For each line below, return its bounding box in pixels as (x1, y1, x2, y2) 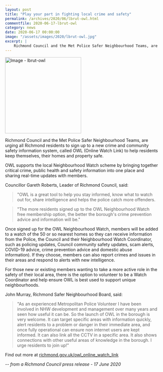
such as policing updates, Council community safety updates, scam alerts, (5, 241, 155, 247)
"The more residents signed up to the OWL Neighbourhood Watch (17, 206, 150, 212)
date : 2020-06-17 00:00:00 (5, 30, 60, 35)
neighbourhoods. (5, 282, 40, 288)
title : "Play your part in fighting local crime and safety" (5, 12, 132, 17)
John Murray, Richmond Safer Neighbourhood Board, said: (5, 291, 123, 297)
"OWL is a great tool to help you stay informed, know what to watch (17, 191, 153, 197)
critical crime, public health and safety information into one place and (5, 167, 145, 173)
